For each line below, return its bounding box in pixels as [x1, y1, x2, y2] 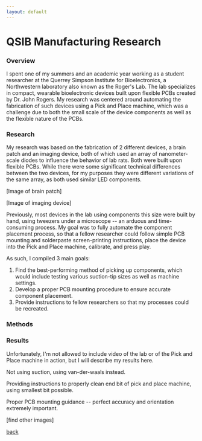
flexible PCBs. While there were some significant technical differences [6, 163, 181, 170]
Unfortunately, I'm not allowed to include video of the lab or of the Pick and [6, 350, 193, 357]
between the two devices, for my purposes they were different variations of [6, 170, 194, 177]
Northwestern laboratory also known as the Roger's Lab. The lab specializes [6, 83, 196, 91]
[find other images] [6, 416, 54, 423]
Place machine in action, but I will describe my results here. [6, 356, 154, 364]
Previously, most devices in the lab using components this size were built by [6, 211, 195, 218]
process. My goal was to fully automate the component [35, 224, 172, 231]
